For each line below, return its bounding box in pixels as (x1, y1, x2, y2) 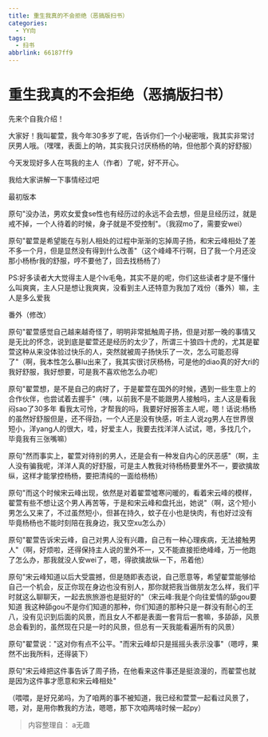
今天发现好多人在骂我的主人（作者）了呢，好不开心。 (8, 158, 183, 167)
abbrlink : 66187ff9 (8, 49, 73, 57)
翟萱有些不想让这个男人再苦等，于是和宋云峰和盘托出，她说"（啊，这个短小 (8, 498, 257, 507)
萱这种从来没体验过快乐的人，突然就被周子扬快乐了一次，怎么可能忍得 (8, 346, 239, 356)
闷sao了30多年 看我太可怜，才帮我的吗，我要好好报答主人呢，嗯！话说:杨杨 (8, 403, 257, 413)
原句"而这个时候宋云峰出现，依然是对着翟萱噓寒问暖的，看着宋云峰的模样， (8, 487, 257, 497)
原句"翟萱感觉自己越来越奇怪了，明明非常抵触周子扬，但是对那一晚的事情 (8, 326, 250, 336)
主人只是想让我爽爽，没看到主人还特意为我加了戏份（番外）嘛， (42, 282, 253, 292)
